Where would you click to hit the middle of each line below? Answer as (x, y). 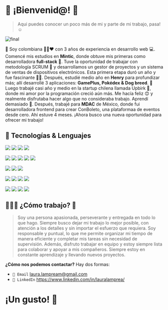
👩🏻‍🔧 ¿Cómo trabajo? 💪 (41, 205)
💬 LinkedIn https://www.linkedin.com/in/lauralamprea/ (68, 279)
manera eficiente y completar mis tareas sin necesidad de (77, 238)
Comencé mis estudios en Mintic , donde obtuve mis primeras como (75, 56)
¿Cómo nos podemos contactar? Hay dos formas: (58, 264)
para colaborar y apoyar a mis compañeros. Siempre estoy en (81, 249)
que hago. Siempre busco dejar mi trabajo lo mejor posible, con (83, 222)
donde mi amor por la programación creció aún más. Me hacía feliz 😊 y (79, 93)
